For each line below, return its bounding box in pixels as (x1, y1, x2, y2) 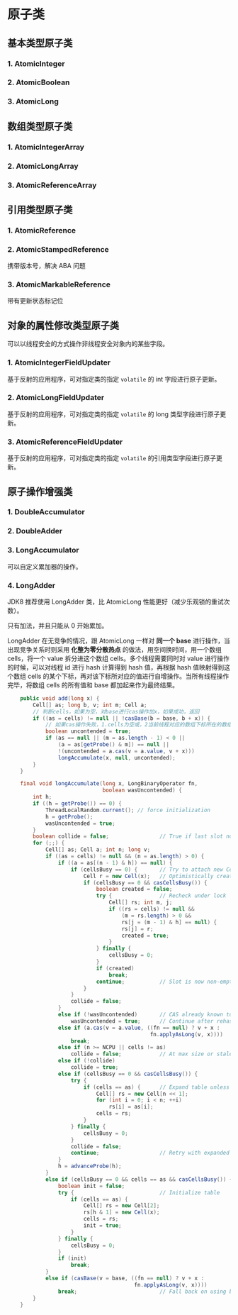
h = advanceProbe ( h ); (57, 1163, 122, 1170)
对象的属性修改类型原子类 (7, 319, 119, 331)
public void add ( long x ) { (20, 694, 100, 702)
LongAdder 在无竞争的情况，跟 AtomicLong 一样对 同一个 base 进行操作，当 (7, 636, 230, 645)
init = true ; (83, 1222, 122, 1229)
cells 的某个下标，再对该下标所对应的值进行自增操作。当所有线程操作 (27, 672, 229, 680)
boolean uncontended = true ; (45, 728, 132, 735)
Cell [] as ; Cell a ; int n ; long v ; (45, 846, 151, 853)
